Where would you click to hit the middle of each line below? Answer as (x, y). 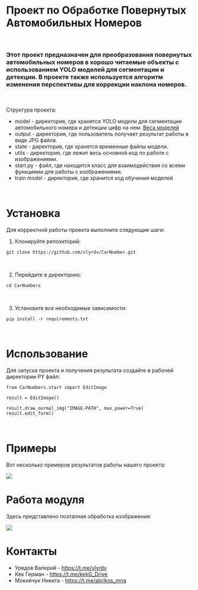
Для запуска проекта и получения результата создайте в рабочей (90, 371)
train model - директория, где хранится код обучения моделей (94, 178)
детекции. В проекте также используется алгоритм (85, 76)
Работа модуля (45, 500)
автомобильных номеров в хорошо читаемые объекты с (92, 62)
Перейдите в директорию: (48, 275)
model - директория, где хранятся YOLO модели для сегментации (98, 122)
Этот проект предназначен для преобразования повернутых (99, 55)
